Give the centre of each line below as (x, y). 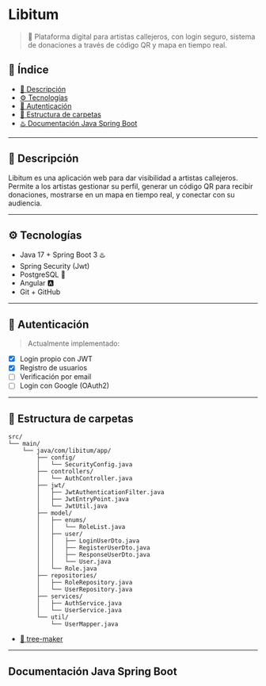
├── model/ (55, 513)
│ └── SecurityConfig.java (85, 465)
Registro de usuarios (53, 368)
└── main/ (25, 444)
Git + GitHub (40, 292)
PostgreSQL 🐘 (42, 274)
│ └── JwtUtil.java (72, 506)
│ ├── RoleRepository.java (85, 583)
